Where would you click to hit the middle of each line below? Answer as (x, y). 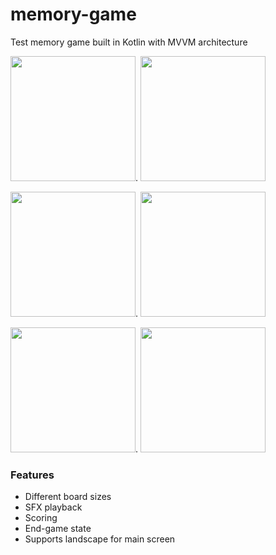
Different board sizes (68, 497)
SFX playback (53, 507)
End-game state (58, 529)
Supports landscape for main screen (100, 539)
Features (32, 475)
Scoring (41, 518)
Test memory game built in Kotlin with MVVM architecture (129, 42)
